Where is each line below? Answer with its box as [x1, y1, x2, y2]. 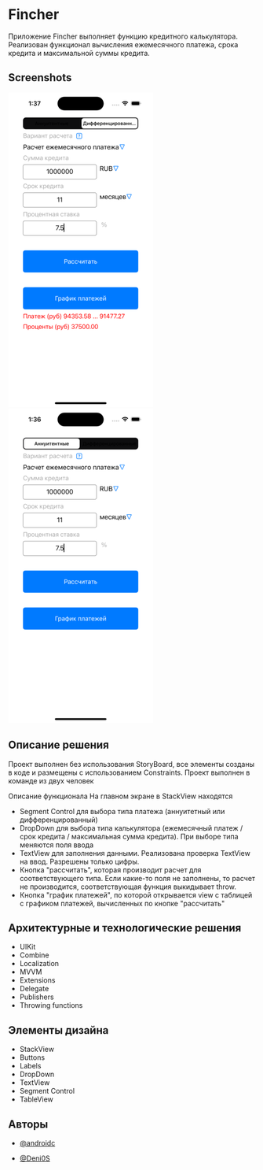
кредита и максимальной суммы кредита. [8, 48, 151, 57]
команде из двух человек [8, 776, 94, 785]
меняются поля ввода [19, 840, 94, 850]
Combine [19, 950, 49, 960]
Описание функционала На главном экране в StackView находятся [8, 791, 233, 801]
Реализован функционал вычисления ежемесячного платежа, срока [8, 39, 239, 49]
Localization [19, 959, 60, 968]
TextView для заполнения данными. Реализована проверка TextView [19, 848, 251, 857]
